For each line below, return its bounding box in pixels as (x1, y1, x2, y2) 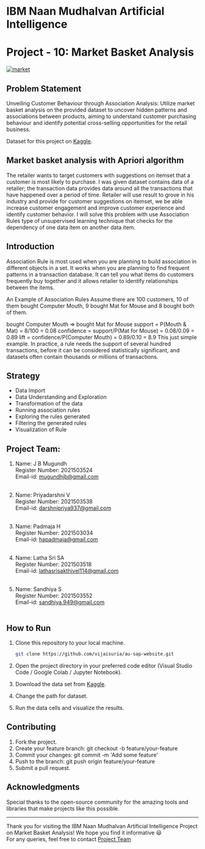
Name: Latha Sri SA (15, 554, 65, 562)
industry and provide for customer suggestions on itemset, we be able (6, 197, 183, 205)
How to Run (6, 623, 51, 633)
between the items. (6, 284, 55, 291)
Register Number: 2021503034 (15, 529, 93, 537)
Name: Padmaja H (15, 523, 61, 530)
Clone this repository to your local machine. (15, 639, 125, 646)
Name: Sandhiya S (15, 586, 62, 593)
